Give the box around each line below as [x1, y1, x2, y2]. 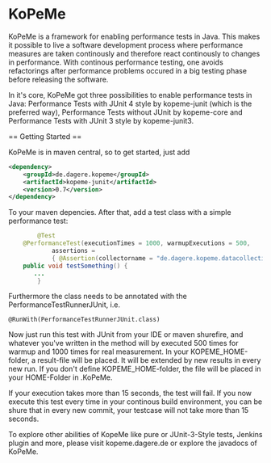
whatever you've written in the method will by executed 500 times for [8, 339, 239, 348]
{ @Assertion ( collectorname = [51, 254, 153, 263]
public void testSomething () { [23, 262, 128, 270]
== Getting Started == [8, 131, 82, 141]
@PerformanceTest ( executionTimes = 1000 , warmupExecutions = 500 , [23, 239, 251, 247]
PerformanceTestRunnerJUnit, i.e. [8, 300, 121, 309]
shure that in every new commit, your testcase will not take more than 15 [8, 406, 249, 415]
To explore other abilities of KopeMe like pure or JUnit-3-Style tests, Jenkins [8, 430, 263, 440]
